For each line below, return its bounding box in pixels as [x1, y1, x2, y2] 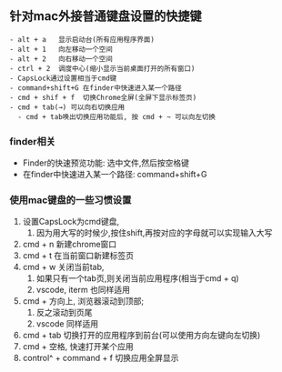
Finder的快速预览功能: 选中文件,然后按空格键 [22, 157, 189, 168]
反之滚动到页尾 [35, 307, 93, 318]
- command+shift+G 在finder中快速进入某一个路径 [9, 83, 182, 93]
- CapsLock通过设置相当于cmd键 [9, 74, 117, 83]
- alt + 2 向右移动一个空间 [9, 54, 114, 64]
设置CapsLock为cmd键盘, [22, 216, 120, 227]
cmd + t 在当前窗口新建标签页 [22, 250, 135, 261]
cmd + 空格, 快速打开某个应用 [22, 341, 134, 352]
